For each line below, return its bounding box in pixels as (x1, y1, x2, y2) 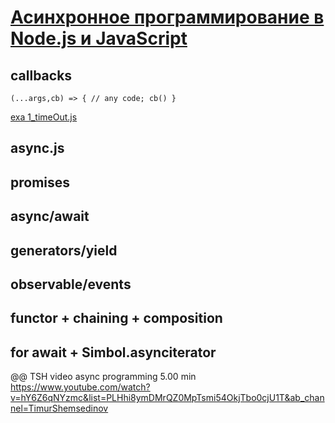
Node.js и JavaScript (10, 27, 188, 50)
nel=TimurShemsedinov (10, 402, 109, 415)
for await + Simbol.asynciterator (10, 344, 217, 361)
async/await (10, 208, 90, 225)
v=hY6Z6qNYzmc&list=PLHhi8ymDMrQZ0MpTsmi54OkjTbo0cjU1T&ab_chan (10, 392, 325, 404)
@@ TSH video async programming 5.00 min (10, 371, 197, 383)
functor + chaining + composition (10, 310, 223, 327)
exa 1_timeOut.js (10, 111, 78, 123)
